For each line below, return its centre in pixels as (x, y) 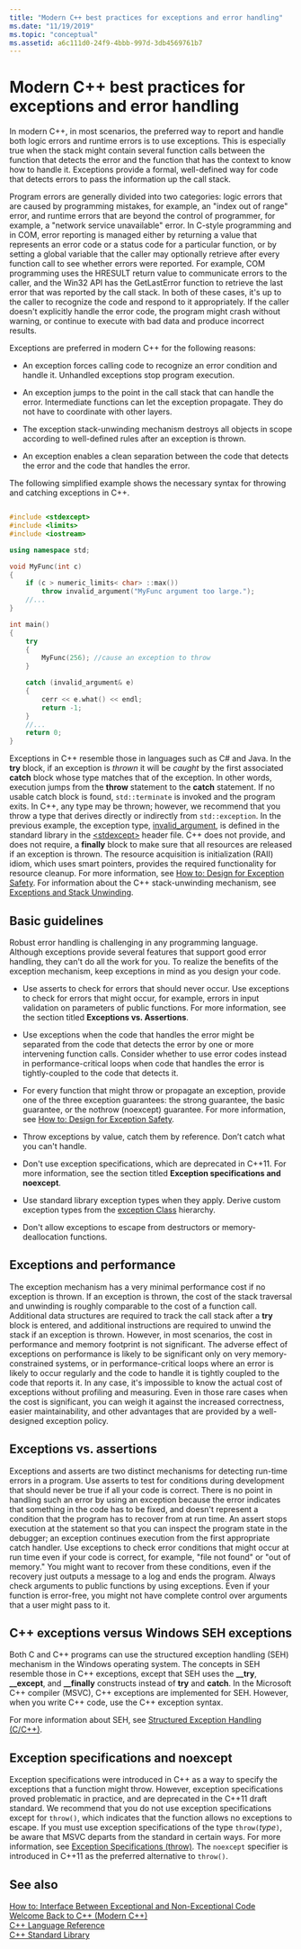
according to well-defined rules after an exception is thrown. (134, 439)
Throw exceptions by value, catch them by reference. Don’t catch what (154, 1137)
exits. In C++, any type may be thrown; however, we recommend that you (145, 806)
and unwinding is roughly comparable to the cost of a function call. (133, 1306)
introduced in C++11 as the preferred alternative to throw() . (119, 1856)
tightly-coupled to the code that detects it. (100, 1073)
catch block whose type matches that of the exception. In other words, (141, 778)
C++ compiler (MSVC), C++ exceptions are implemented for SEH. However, (149, 1693)
